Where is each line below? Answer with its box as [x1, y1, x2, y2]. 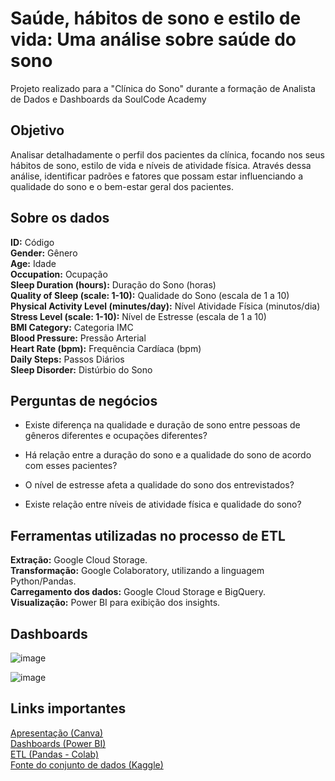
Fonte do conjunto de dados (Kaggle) [10, 758, 164, 771]
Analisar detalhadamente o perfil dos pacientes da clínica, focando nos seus [10, 148, 325, 161]
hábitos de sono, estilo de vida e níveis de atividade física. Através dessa [10, 159, 312, 171]
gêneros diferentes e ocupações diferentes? [24, 430, 208, 442]
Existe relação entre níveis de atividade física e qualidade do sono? [24, 498, 302, 511]
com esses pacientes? [24, 460, 118, 472]
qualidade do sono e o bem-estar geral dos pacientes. [10, 180, 234, 192]
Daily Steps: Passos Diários [10, 353, 125, 365]
